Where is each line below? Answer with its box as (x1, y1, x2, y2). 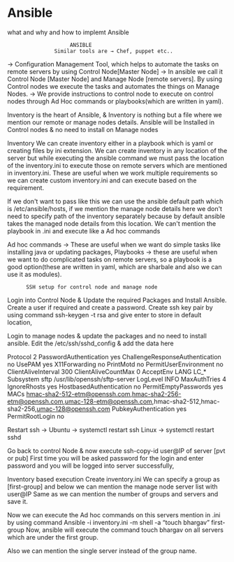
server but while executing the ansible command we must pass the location (7, 154, 225, 162)
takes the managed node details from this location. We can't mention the (7, 219, 217, 228)
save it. (7, 497, 28, 505)
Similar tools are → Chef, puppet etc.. (54, 48, 173, 55)
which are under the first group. (7, 533, 99, 541)
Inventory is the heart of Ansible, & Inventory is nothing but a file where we (7, 110, 222, 119)
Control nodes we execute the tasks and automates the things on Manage (7, 82, 220, 90)
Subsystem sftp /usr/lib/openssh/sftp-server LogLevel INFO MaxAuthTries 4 (7, 375, 227, 383)
